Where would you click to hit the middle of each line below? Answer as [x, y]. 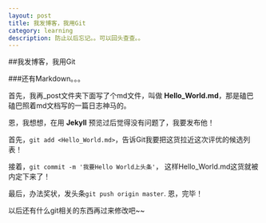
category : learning [41, 30]
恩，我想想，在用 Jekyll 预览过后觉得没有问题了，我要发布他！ [111, 123]
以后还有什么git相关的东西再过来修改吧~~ [77, 211]
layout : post [30, 16]
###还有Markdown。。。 [47, 79]
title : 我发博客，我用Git [47, 23]
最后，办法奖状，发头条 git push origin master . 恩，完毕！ [106, 193]
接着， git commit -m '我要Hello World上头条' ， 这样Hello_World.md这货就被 [133, 167]
